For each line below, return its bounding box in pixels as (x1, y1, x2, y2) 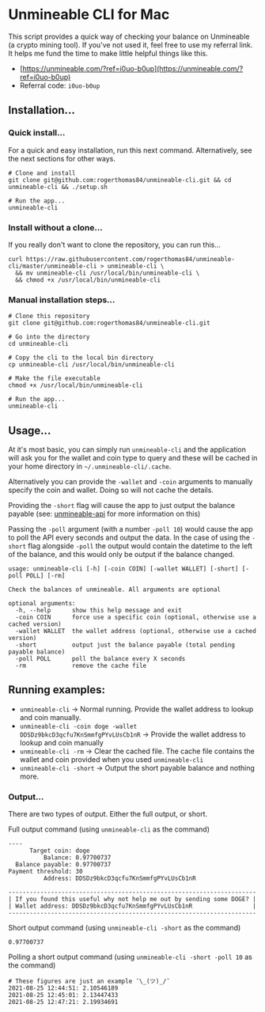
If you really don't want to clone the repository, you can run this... (8, 240, 221, 249)
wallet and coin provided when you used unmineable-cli (19, 754, 204, 764)
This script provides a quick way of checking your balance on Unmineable (8, 32, 250, 41)
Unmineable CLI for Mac (8, 6, 170, 24)
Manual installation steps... (8, 294, 115, 305)
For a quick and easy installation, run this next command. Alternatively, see (8, 145, 252, 155)
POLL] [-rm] (25, 572, 66, 580)
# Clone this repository (8, 313, 90, 320)
